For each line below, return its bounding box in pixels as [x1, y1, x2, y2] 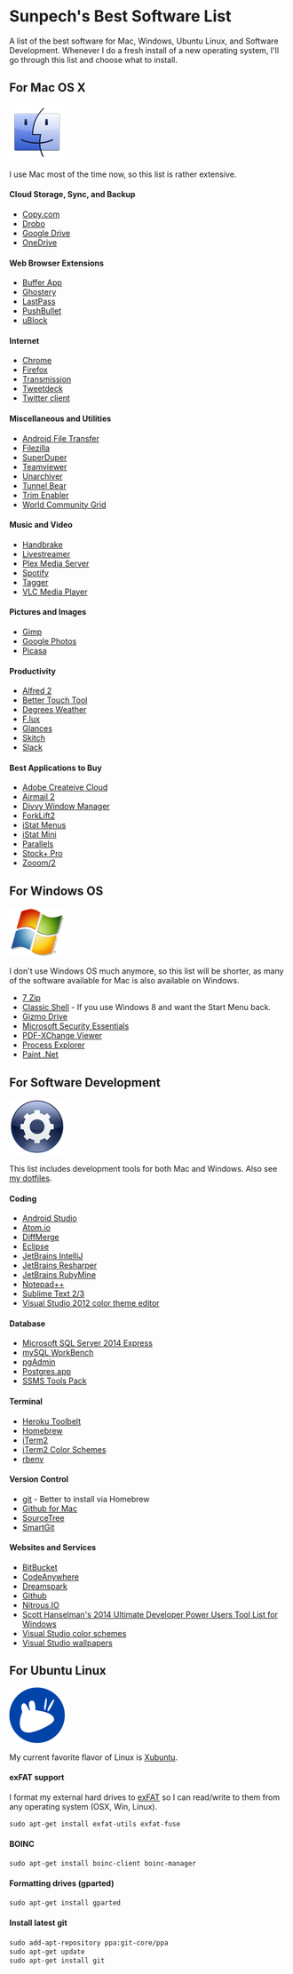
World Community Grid [21, 499, 107, 510]
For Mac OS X [9, 80, 86, 95]
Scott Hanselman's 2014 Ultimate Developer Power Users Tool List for [21, 1610, 278, 1620]
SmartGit [21, 1522, 55, 1532]
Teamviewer [21, 461, 67, 472]
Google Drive [21, 227, 71, 238]
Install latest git [9, 1917, 68, 1929]
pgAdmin [21, 1357, 56, 1367]
